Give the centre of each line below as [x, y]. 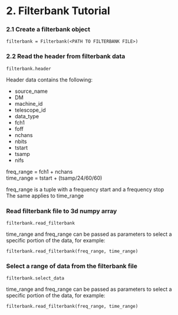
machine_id [29, 103]
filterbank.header [29, 69]
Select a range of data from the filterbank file [72, 266]
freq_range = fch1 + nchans [39, 171]
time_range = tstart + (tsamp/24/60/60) [54, 178]
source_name [31, 91]
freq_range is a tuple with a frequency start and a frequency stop [85, 189]
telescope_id [30, 110]
